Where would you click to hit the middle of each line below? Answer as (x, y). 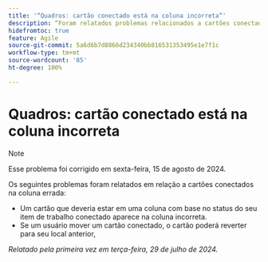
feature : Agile (33, 38)
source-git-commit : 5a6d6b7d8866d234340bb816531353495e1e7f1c (114, 46)
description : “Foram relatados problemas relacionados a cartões (119, 23)
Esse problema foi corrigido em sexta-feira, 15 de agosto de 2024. (117, 169)
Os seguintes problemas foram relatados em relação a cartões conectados (131, 184)
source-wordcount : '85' (48, 61)
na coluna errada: (37, 193)
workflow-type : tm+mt (44, 53)
